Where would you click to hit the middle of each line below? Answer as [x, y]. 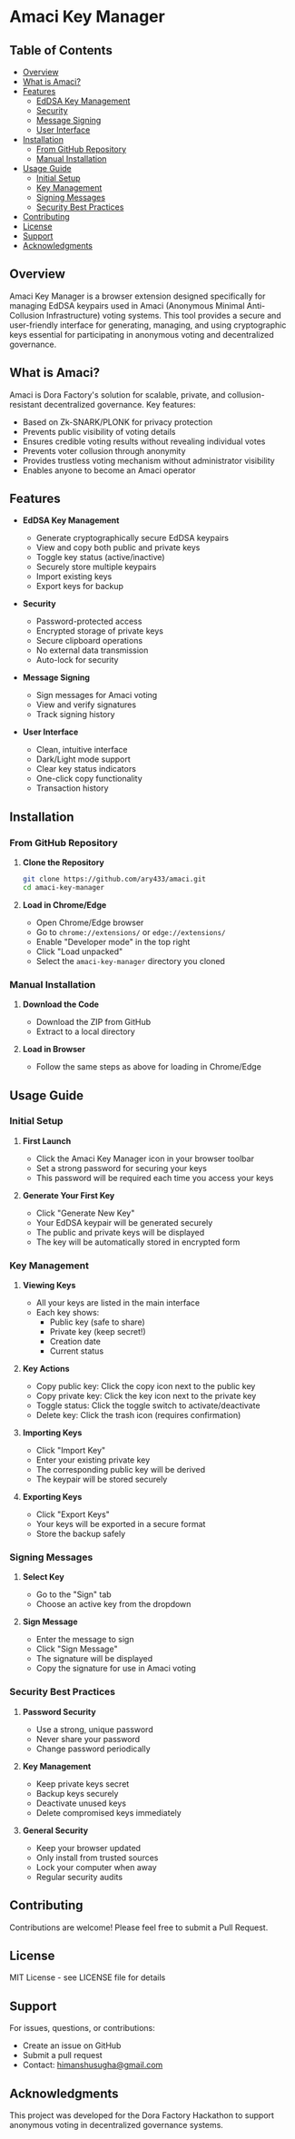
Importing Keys [52, 1433]
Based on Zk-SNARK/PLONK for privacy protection [118, 422]
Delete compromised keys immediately [108, 1812]
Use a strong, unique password [94, 1729]
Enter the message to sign [85, 1640]
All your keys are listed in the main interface [118, 1303]
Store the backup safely [81, 1534]
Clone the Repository [63, 862]
